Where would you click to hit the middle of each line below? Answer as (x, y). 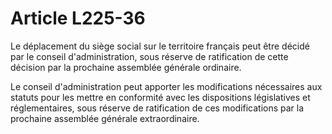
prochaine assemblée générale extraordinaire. (105, 118)
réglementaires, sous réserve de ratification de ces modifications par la (157, 108)
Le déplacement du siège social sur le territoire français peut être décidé (160, 46)
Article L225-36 (78, 18)
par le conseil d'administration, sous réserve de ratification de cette (149, 56)
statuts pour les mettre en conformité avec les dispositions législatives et (160, 97)
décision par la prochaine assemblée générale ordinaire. (126, 67)
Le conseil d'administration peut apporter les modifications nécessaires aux (166, 86)
